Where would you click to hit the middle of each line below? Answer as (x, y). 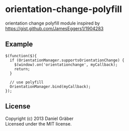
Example (19, 44)
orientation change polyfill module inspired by (53, 23)
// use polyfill (27, 82)
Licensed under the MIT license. (38, 123)
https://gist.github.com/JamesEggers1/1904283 (54, 28)
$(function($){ (21, 56)
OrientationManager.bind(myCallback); (50, 86)
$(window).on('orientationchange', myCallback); (66, 64)
